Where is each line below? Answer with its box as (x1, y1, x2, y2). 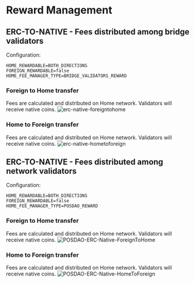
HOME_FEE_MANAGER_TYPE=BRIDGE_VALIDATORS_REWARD (6, 73, 127, 79)
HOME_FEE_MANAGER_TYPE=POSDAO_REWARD (6, 203, 98, 209)
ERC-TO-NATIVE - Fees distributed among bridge (6, 27, 190, 37)
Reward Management (6, 4, 112, 17)
